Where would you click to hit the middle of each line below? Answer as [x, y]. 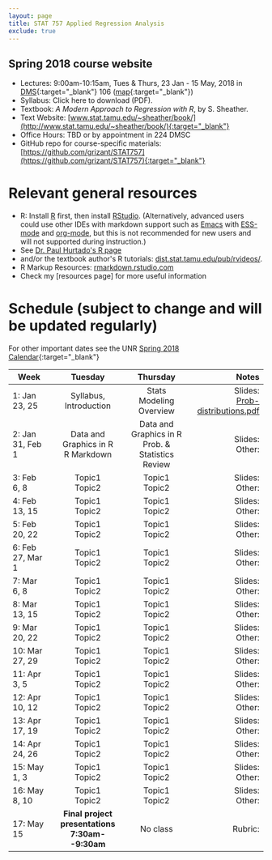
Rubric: [246, 829]
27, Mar [28, 558]
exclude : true [32, 31]
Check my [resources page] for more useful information [113, 276]
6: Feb [24, 547]
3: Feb [24, 478]
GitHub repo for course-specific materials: [91, 143]
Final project [88, 814]
